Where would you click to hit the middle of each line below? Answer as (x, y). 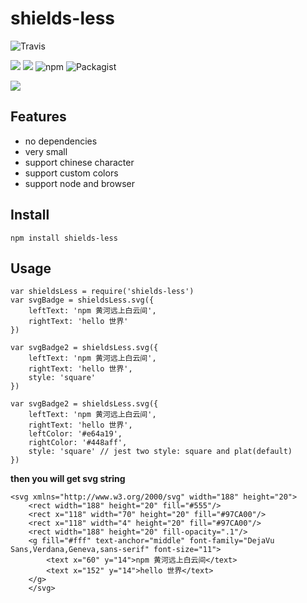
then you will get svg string (68, 479)
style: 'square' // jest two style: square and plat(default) (160, 452)
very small (46, 151)
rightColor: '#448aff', (78, 443)
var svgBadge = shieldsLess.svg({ (82, 300)
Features (38, 117)
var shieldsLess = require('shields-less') (102, 292)
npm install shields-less (64, 238)
